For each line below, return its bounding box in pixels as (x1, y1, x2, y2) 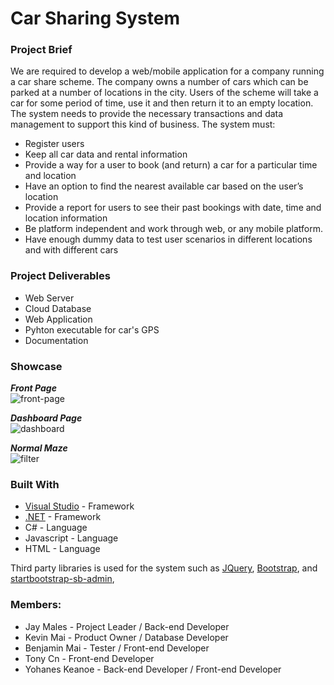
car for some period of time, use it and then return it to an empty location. (10, 97, 314, 109)
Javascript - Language (24, 532, 119, 544)
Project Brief (10, 43, 73, 57)
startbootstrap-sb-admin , (10, 573, 115, 585)
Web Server (24, 292, 75, 304)
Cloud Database (24, 302, 92, 314)
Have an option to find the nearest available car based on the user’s (24, 180, 304, 192)
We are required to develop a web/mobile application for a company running (10, 65, 325, 77)
